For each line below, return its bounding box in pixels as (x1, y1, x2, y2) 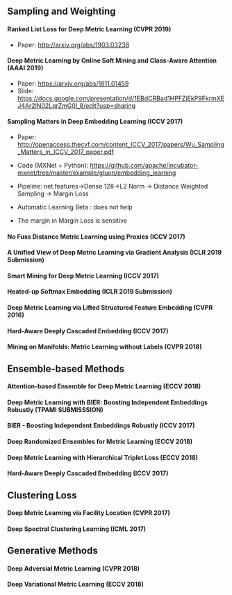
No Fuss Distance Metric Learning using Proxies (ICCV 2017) (7, 232, 185, 241)
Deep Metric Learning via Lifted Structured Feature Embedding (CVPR (7, 303, 213, 312)
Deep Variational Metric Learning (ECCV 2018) (7, 580, 144, 589)
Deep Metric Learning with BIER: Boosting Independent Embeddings (7, 398, 208, 406)
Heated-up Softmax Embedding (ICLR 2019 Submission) (7, 287, 172, 296)
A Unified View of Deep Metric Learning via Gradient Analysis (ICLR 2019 (7, 248, 222, 257)
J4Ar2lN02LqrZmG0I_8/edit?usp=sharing (17, 101, 136, 110)
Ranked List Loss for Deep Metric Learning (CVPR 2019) (7, 24, 172, 33)
